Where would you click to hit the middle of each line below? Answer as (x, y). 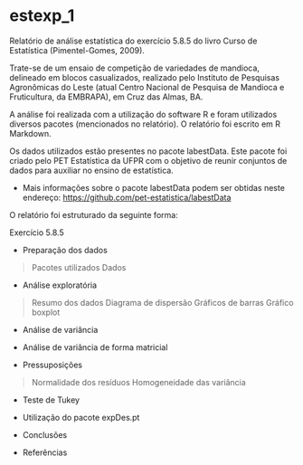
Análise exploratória (60, 285)
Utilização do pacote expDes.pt (81, 417)
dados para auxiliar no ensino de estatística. (91, 170)
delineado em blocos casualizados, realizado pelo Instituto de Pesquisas (145, 77)
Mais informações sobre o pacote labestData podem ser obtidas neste (153, 187)
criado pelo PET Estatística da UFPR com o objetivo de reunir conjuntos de (148, 160)
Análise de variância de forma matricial (95, 347)
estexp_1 (42, 16)
